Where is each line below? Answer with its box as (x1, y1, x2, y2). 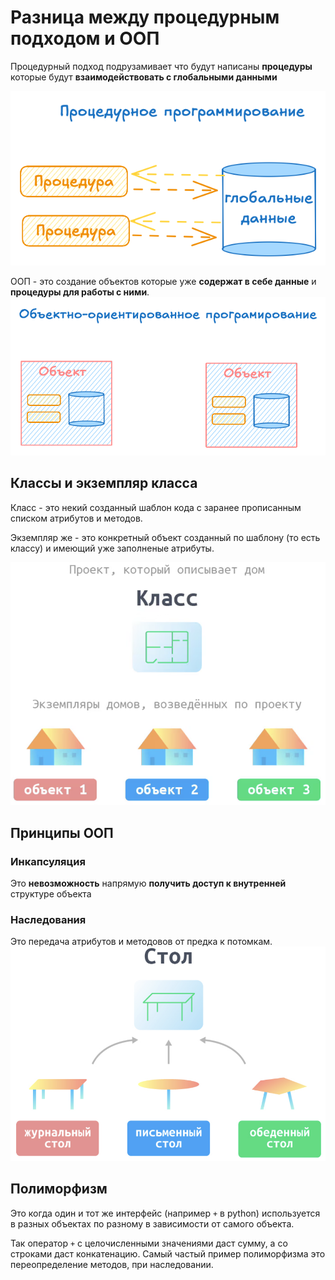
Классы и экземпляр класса (10, 475, 198, 492)
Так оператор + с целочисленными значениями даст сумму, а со (10, 1237, 288, 1249)
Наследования (10, 912, 87, 926)
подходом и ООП (10, 27, 160, 50)
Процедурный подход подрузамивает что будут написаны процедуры (10, 60, 313, 72)
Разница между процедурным (10, 6, 280, 29)
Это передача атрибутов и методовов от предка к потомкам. (10, 936, 273, 948)
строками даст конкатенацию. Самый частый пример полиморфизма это (10, 1247, 326, 1260)
